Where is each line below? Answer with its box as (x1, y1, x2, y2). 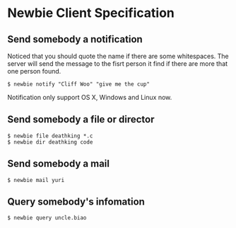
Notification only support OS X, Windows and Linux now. (7, 93, 172, 101)
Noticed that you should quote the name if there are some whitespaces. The (7, 52, 230, 60)
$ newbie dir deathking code (7, 138, 93, 146)
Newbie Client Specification (7, 5, 175, 21)
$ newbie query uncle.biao (7, 215, 87, 222)
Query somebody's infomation (7, 196, 145, 208)
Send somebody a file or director (7, 113, 155, 125)
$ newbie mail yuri (7, 176, 65, 183)
